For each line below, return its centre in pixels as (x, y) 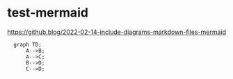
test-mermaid (48, 13)
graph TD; (27, 44)
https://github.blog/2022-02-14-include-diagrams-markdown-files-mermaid (117, 32)
